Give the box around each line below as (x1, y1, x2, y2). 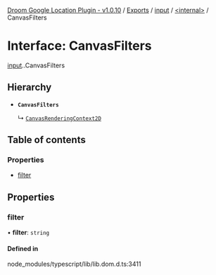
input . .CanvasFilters (7, 61, 65, 69)
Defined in (7, 244, 39, 253)
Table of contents (7, 134, 86, 146)
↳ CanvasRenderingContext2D (17, 114, 102, 122)
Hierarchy (7, 81, 52, 93)
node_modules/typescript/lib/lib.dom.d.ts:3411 (7, 260, 141, 269)
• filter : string (7, 228, 50, 237)
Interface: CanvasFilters (7, 38, 153, 54)
